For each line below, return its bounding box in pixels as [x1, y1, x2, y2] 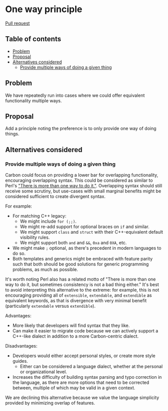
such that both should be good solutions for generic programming [12, 261, 149, 267]
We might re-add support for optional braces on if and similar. [20, 224, 149, 230]
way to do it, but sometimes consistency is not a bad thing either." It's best [5, 282, 159, 288]
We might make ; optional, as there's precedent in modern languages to [12, 245, 161, 251]
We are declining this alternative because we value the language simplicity [5, 394, 159, 401]
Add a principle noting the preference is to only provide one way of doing [5, 125, 156, 131]
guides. [12, 358, 29, 364]
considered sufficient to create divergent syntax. [5, 193, 106, 199]
